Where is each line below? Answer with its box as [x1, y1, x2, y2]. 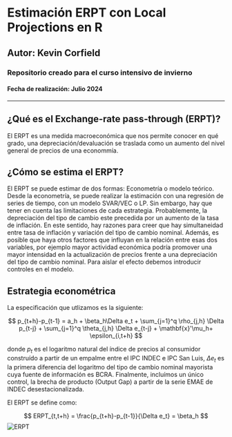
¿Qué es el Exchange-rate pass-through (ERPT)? [7, 113, 221, 125]
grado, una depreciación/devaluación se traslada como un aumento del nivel [7, 139, 225, 147]
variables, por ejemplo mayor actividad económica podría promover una [7, 243, 213, 251]
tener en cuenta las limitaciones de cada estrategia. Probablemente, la [7, 206, 208, 215]
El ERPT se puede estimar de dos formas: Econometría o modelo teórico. [7, 184, 214, 193]
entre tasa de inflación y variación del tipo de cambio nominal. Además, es [7, 229, 220, 237]
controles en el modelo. [7, 265, 75, 273]
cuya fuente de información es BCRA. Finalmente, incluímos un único [7, 370, 204, 378]
